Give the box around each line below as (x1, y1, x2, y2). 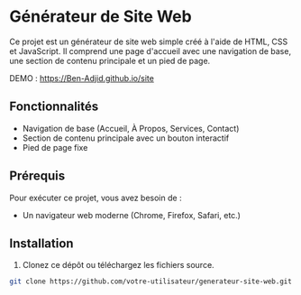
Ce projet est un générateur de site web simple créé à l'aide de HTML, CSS (9, 36, 288, 47)
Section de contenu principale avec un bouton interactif (22, 133, 230, 143)
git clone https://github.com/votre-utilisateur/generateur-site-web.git (9, 277, 293, 286)
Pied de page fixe (22, 142, 88, 152)
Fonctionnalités (9, 99, 99, 115)
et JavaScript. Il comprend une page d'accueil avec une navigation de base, (9, 45, 291, 56)
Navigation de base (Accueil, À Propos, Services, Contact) (22, 123, 240, 134)
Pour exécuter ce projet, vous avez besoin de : (9, 192, 182, 203)
